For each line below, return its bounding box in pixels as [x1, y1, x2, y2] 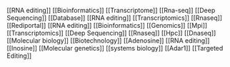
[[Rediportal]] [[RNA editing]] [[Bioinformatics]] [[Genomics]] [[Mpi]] [6, 21, 208, 29]
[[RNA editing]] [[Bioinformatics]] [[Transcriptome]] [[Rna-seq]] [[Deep [6, 6, 216, 14]
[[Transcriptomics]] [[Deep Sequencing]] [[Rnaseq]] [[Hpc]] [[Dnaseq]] [6, 29, 216, 37]
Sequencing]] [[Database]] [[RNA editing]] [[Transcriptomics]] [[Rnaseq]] [6, 14, 223, 22]
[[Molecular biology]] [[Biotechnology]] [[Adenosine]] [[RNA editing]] [6, 36, 210, 45]
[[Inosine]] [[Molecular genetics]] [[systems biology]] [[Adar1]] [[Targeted [6, 44, 224, 52]
